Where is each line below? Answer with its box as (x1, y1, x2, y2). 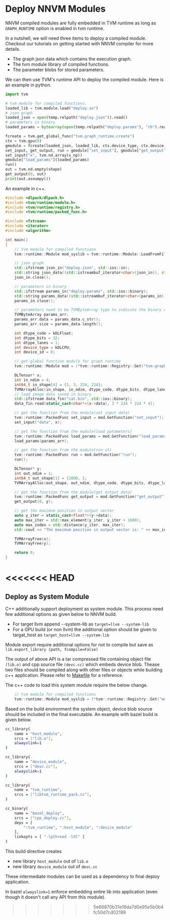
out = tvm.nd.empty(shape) (5, 167, 62, 172)
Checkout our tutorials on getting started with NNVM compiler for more (5, 40, 153, 46)
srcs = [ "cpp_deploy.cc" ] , (14, 815, 71, 820)
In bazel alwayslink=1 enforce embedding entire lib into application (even (5, 888, 158, 895)
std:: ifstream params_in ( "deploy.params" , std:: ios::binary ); (14, 288, 148, 294)
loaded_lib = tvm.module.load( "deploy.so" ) (5, 105, 99, 111)
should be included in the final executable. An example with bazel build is (5, 711, 158, 717)
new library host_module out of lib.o (12, 858, 89, 865)
